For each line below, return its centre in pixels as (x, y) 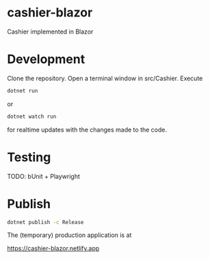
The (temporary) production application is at (69, 235)
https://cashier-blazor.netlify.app (53, 249)
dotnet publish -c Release (45, 222)
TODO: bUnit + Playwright (44, 176)
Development (46, 59)
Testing (29, 157)
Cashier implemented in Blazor (50, 32)
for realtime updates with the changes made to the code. (87, 129)
